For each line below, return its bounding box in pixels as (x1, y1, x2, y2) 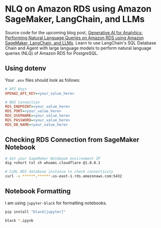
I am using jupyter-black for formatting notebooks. (5, 200, 107, 206)
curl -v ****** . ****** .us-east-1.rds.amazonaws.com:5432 (5, 174, 122, 179)
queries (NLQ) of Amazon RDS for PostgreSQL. (5, 50, 99, 56)
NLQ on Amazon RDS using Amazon (5, 3, 152, 15)
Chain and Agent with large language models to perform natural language (5, 45, 151, 51)
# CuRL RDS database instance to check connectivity (5, 169, 114, 174)
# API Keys (5, 86, 27, 91)
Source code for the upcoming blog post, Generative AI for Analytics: (5, 30, 143, 35)
